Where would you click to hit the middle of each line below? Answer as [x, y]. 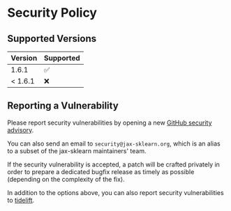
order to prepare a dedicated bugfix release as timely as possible [101, 171]
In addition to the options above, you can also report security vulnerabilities [116, 192]
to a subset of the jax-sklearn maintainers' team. [77, 150]
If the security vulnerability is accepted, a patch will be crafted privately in [113, 164]
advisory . [21, 130]
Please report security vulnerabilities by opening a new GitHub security [110, 123]
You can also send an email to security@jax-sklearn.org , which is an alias [114, 143]
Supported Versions [52, 39]
